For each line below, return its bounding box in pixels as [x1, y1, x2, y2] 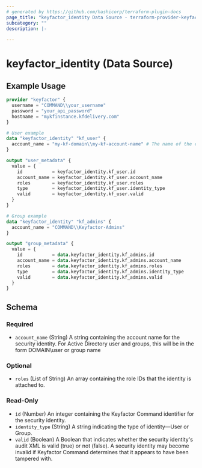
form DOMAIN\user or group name [14, 346, 101, 353]
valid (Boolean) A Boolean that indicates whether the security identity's [14, 436, 194, 443]
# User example [6, 130, 44, 136]
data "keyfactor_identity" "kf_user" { [6, 136, 106, 142]
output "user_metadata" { [6, 157, 71, 163]
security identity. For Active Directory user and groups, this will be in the [14, 340, 194, 347]
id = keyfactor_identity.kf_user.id [17, 169, 136, 175]
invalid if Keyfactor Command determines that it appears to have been [14, 448, 189, 455]
